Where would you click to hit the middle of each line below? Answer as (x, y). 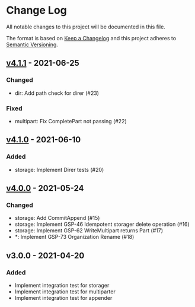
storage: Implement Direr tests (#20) (59, 170)
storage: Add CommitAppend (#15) (57, 218)
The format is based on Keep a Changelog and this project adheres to (91, 38)
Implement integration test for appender (63, 298)
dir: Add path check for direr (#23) (57, 93)
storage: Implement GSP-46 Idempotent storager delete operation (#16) (102, 224)
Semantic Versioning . (32, 44)
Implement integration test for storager (62, 285)
